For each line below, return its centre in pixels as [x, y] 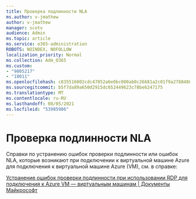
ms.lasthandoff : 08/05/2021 [40, 104]
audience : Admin [26, 33]
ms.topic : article [28, 39]
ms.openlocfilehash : [31, 82]
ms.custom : [19, 66]
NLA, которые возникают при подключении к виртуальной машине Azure [98, 160]
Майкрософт [22, 190]
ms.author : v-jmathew [32, 17]
